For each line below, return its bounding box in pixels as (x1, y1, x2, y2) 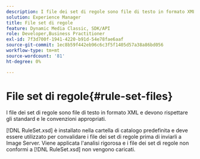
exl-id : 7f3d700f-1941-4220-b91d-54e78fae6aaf (6, 36, 124, 42)
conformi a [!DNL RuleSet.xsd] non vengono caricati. (6, 146, 136, 153)
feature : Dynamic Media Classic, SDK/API (6, 25, 111, 32)
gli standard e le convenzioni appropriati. (6, 116, 107, 123)
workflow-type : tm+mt (6, 48, 60, 54)
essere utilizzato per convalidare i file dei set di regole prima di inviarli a (6, 133, 182, 141)
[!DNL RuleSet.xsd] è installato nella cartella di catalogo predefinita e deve (6, 127, 189, 134)
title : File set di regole (6, 20, 73, 26)
